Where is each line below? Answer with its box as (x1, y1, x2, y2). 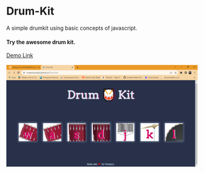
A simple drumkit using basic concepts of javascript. (6, 24, 138, 32)
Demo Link (6, 52, 33, 59)
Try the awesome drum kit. (6, 38, 76, 46)
